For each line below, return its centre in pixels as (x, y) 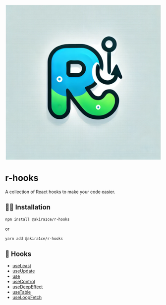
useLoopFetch (27, 298)
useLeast (22, 266)
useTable (22, 292)
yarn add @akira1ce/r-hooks (34, 238)
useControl (24, 282)
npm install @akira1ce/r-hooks (37, 219)
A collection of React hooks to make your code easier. (60, 192)
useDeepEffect (28, 287)
